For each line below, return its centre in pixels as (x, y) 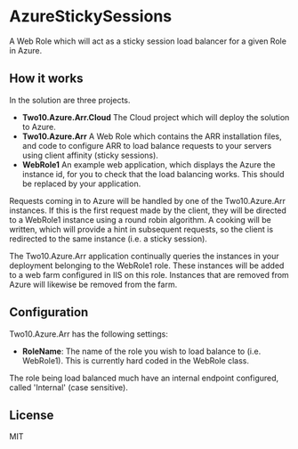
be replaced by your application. (81, 184)
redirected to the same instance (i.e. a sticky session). (108, 239)
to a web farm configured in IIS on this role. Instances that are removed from (149, 274)
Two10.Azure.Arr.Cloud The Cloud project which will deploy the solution (156, 117)
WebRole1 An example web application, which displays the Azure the (149, 164)
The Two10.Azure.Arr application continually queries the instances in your (144, 256)
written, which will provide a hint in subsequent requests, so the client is (141, 229)
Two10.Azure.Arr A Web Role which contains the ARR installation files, (152, 136)
